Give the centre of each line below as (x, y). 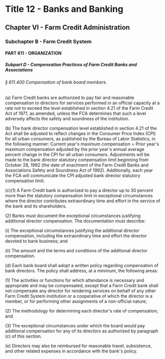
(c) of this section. (24, 336)
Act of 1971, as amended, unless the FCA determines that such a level (76, 113)
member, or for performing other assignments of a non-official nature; (76, 301)
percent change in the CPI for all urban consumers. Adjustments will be (77, 154)
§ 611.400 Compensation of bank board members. (56, 82)
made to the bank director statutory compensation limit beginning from (77, 160)
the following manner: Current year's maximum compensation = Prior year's (82, 144)
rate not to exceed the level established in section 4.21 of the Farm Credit (79, 108)
